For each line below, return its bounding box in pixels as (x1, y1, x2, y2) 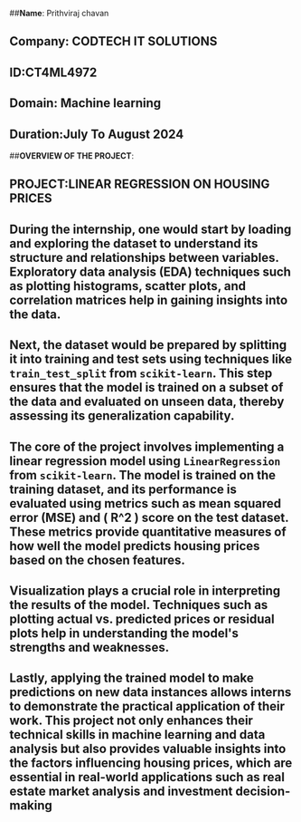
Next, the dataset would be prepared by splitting (9, 337, 287, 353)
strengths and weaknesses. (9, 639, 170, 655)
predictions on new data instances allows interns (9, 684, 292, 701)
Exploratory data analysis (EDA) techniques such (9, 264, 292, 279)
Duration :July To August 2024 (9, 126, 184, 141)
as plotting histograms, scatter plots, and (9, 278, 247, 294)
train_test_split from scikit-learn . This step (9, 366, 273, 382)
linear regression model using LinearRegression (9, 453, 281, 469)
